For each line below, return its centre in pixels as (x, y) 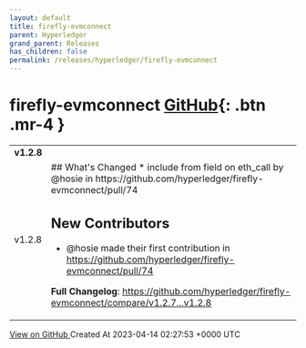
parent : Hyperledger (49, 35)
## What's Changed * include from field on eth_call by (167, 167)
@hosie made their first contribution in (148, 249)
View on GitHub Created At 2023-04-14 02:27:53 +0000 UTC (125, 334)
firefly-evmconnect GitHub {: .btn (138, 105)
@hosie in (72, 179)
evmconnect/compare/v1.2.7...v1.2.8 (131, 303)
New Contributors (110, 223)
